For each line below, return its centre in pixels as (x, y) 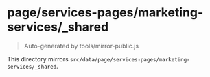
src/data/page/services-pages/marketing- (130, 59)
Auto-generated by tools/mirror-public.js (81, 46)
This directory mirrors (38, 59)
